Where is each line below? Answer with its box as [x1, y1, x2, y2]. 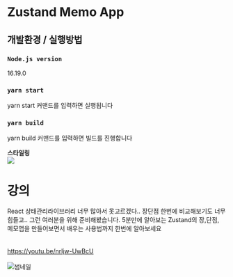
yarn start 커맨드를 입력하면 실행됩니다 [7, 102, 113, 110]
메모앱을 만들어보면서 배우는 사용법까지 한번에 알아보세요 [7, 224, 162, 233]
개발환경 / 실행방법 [7, 33, 83, 45]
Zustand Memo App [7, 4, 124, 20]
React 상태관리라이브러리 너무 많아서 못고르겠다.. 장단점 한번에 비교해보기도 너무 [7, 207, 226, 216]
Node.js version [7, 55, 63, 63]
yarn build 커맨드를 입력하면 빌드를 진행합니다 [7, 134, 133, 143]
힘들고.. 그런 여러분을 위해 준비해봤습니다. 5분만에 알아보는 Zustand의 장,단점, [7, 216, 220, 224]
